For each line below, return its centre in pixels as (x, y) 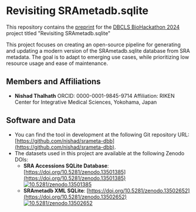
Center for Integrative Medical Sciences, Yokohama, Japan (86, 102)
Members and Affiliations (53, 82)
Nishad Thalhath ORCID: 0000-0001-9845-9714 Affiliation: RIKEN (94, 95)
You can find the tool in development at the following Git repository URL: (102, 134)
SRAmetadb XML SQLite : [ (56, 190)
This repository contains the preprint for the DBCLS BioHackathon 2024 (93, 27)
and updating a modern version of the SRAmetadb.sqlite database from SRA (98, 50)
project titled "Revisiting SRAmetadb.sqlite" (58, 33)
